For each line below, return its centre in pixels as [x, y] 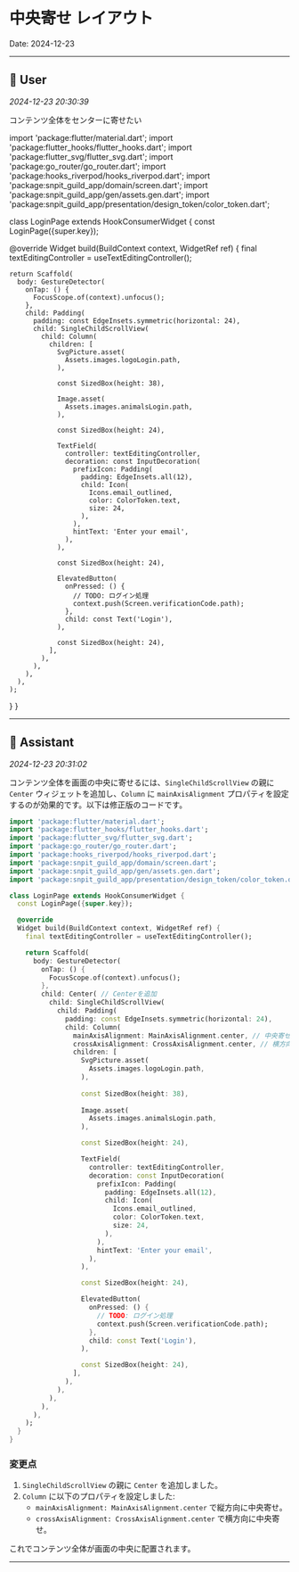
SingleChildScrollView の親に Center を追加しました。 [122, 1485]
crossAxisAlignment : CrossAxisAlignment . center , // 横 [176, 1044]
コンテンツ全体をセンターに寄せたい [76, 120]
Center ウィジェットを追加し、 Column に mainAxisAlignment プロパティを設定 [149, 793]
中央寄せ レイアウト [81, 18]
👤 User [28, 80]
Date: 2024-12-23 [42, 43]
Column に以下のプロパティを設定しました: [98, 1496]
